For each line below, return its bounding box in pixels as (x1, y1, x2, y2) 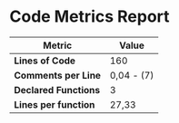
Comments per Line (14, 69, 102, 81)
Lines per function (14, 98, 95, 110)
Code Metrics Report (9, 6, 170, 27)
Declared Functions (14, 83, 101, 96)
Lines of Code (14, 54, 75, 67)
